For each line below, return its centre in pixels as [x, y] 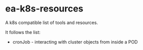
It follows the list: [23, 32]
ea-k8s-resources [44, 9]
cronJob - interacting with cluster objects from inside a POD [75, 42]
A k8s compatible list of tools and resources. [52, 22]
